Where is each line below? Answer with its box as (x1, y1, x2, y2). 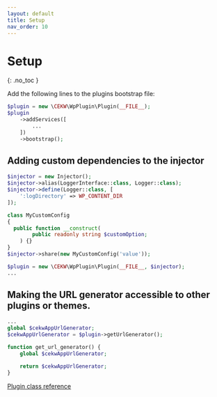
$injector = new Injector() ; (7, 173, 92, 180)
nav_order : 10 (7, 23, 49, 30)
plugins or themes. (7, 300, 90, 312)
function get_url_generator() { (7, 344, 101, 351)
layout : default (7, 10, 54, 17)
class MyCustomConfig (7, 212, 70, 219)
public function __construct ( (13, 224, 101, 232)
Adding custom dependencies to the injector (7, 155, 204, 166)
